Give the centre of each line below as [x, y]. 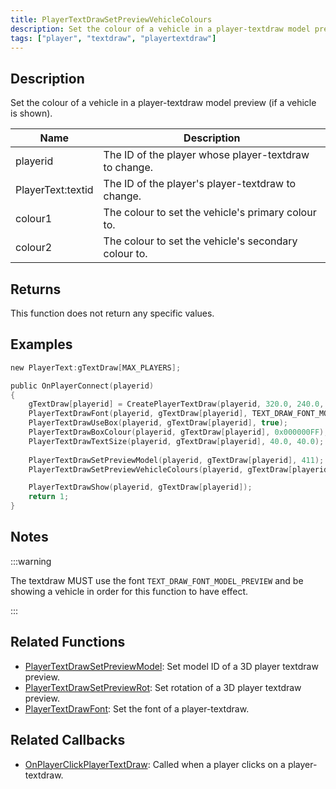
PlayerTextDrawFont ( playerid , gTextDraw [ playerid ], [138, 414]
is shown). [31, 113]
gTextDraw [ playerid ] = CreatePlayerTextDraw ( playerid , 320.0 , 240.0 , [176, 404]
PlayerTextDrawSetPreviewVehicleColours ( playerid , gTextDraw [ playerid [178, 469]
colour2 [34, 248]
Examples [41, 344]
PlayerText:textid [54, 190]
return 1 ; [49, 497]
